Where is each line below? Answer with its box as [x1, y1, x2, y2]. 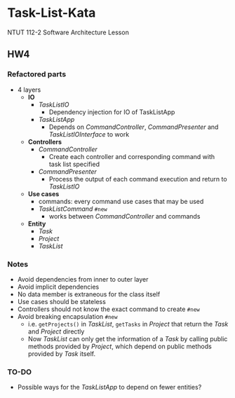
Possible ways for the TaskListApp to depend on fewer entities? [17, 383, 202, 392]
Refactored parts [7, 69, 67, 79]
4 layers [17, 85, 41, 94]
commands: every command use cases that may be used [38, 197, 204, 205]
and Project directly [27, 327, 85, 336]
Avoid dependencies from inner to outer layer [17, 275, 149, 283]
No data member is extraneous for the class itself [17, 289, 161, 298]
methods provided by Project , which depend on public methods [27, 342, 212, 350]
